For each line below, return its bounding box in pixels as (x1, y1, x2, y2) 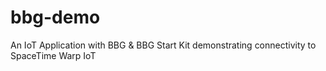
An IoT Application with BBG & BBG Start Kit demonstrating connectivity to (10, 39, 317, 51)
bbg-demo (10, 6, 101, 29)
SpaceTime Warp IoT (10, 49, 97, 61)
